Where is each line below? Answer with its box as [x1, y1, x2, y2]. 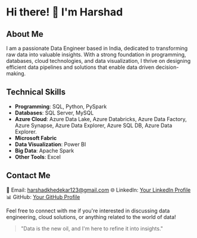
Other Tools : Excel [14, 153, 61, 160]
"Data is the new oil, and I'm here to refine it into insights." [20, 225, 164, 232]
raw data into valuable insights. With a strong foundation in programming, [6, 51, 186, 58]
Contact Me [6, 170, 51, 180]
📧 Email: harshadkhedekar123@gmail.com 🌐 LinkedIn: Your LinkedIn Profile [6, 186, 191, 193]
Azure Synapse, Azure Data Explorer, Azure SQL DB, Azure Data [14, 122, 173, 129]
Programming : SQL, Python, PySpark [14, 103, 107, 110]
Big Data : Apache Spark [14, 147, 74, 154]
